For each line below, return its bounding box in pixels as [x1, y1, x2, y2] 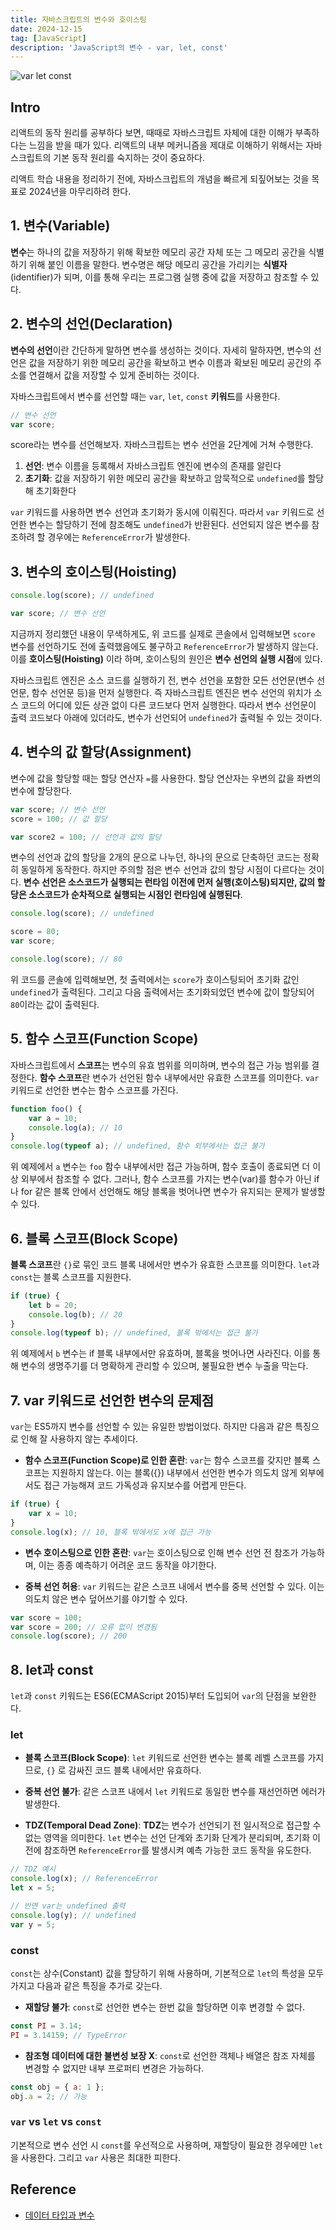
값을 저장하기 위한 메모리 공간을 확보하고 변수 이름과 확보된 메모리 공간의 [28, 356, 312, 368]
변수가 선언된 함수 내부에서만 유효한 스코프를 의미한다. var [92, 1071, 320, 1083]
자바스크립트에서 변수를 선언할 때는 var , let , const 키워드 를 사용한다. [10, 390, 281, 402]
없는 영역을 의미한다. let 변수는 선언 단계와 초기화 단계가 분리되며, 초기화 [24, 1832, 311, 1844]
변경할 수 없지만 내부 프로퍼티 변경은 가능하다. [24, 2062, 205, 2074]
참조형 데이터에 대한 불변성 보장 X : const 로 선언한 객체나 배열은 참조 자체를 [24, 2049, 316, 2061]
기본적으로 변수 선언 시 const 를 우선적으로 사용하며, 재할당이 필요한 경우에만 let [10, 2139, 323, 2151]
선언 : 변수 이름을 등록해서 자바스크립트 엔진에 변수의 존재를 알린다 [24, 460, 282, 472]
